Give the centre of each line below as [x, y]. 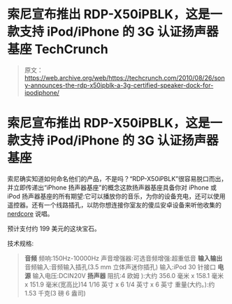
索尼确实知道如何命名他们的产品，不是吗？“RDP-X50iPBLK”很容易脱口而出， [117, 178]
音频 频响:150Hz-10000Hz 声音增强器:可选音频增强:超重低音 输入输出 [123, 258]
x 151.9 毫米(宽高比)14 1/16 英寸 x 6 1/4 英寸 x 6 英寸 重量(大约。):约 [119, 284]
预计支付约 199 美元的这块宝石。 [54, 229]
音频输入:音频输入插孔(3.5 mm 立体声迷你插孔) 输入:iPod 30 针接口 [120, 267]
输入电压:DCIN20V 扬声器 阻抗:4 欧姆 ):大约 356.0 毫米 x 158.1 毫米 [128, 275]
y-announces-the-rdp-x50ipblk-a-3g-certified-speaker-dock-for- [119, 85]
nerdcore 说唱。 [30, 213]
